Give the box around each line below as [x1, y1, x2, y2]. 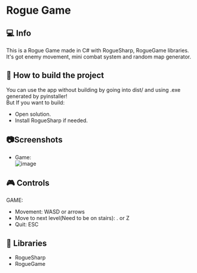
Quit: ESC [14, 221, 39, 228]
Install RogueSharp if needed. [14, 117, 88, 124]
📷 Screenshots [6, 135, 63, 145]
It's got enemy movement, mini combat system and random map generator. [6, 53, 192, 60]
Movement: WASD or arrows [14, 208, 85, 215]
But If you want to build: [6, 99, 65, 106]
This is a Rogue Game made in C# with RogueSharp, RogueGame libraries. [6, 47, 189, 54]
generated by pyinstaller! [6, 92, 67, 100]
